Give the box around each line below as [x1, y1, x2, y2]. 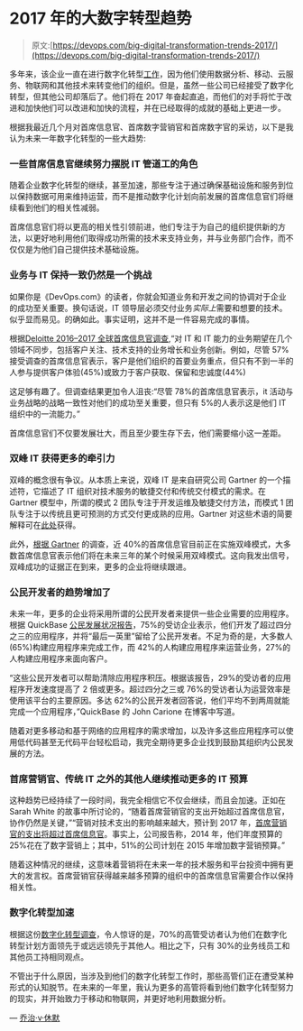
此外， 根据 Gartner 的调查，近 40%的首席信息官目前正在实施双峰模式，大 [9, 539, 284, 549]
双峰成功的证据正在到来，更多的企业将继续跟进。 [9, 561, 191, 572]
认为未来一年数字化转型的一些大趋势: [9, 133, 147, 143]
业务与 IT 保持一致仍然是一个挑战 [9, 269, 152, 281]
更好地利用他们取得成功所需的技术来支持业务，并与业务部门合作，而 [32, 233, 286, 244]
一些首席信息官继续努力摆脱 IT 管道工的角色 [9, 157, 198, 170]
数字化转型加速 [9, 907, 75, 919]
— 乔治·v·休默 [9, 1012, 60, 1023]
